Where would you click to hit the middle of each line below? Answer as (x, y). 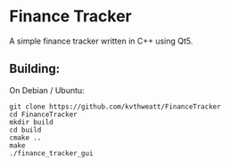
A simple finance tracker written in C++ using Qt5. (101, 41)
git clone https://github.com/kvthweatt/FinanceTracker (115, 107)
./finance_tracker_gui (51, 153)
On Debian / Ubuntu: (47, 90)
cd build (25, 130)
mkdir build (31, 122)
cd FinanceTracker (43, 114)
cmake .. (25, 138)
